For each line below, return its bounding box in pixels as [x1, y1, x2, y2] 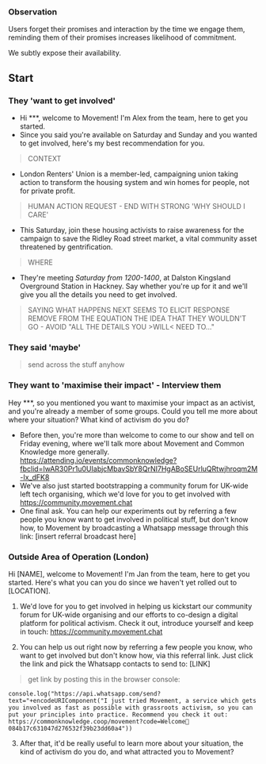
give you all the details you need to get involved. [19, 289, 178, 299]
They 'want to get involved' [8, 95, 116, 106]
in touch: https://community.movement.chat [19, 627, 163, 636]
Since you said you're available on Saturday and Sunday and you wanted [19, 129, 257, 139]
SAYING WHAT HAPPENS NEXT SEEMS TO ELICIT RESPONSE [27, 305, 230, 314]
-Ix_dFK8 [19, 472, 50, 482]
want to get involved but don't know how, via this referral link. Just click [19, 650, 253, 660]
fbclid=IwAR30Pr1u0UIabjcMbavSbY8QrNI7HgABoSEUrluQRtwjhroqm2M [19, 464, 258, 473]
